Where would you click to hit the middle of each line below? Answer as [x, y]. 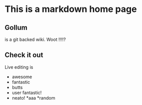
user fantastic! [27, 93]
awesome [22, 77]
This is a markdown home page [71, 9]
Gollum [16, 28]
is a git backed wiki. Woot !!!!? [35, 39]
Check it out [24, 55]
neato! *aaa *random [33, 98]
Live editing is [19, 67]
